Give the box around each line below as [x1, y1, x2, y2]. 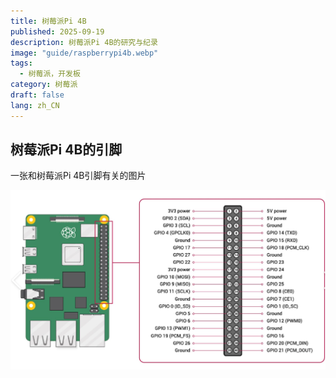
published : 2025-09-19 [10, 26, 105, 37]
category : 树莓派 [10, 80, 78, 90]
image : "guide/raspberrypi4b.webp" [10, 48, 159, 58]
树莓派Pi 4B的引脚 [10, 141, 123, 159]
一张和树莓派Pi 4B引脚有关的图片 [10, 170, 147, 182]
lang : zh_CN [10, 100, 60, 110]
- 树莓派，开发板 [19, 69, 81, 79]
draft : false [10, 90, 65, 100]
